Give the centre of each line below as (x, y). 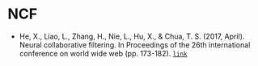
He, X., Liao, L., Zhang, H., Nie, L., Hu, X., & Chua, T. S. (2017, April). (132, 36)
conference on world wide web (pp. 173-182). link (103, 53)
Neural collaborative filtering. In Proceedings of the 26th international (135, 44)
